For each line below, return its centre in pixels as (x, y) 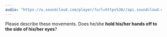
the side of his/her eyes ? (31, 29)
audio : (12, 10)
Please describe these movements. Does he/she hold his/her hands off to (81, 24)
